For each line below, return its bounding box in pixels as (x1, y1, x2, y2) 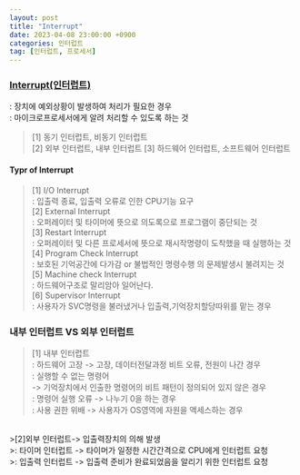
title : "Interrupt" (9, 22, 84, 31)
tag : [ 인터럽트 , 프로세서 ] (9, 47, 97, 56)
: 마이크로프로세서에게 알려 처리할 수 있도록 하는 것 (9, 113, 189, 124)
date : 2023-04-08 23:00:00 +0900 (9, 30, 136, 39)
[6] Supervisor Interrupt (31, 290, 121, 301)
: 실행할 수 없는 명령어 (31, 370, 110, 381)
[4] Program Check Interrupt (31, 247, 139, 259)
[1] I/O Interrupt (31, 184, 89, 195)
